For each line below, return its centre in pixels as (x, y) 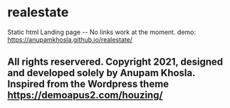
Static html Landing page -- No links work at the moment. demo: (102, 32)
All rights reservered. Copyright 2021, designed (115, 62)
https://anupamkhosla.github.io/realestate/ (70, 39)
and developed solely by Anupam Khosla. (101, 73)
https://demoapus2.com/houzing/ (85, 96)
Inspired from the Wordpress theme (88, 84)
